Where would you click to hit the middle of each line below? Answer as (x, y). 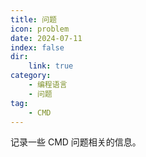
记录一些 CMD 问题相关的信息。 (76, 142)
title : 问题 (33, 19)
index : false (37, 47)
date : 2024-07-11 (46, 38)
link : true (51, 66)
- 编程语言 (48, 85)
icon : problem (40, 29)
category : (31, 76)
